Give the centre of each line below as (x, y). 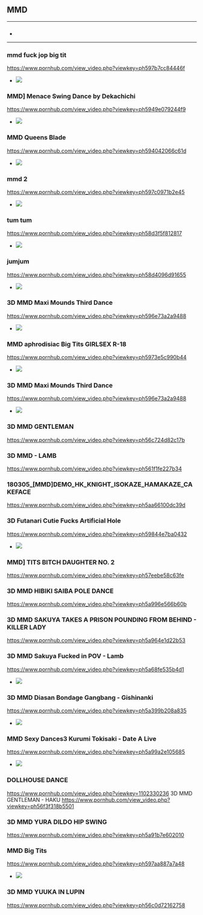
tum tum (20, 220)
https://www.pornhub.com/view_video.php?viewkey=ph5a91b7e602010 (95, 835)
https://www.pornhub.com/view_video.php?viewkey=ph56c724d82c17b (96, 440)
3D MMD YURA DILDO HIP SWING (57, 822)
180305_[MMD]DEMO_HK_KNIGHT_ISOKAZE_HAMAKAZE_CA (100, 484)
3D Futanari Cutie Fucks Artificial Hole (64, 521)
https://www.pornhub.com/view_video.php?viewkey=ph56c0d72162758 (96, 905)
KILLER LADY (27, 627)
